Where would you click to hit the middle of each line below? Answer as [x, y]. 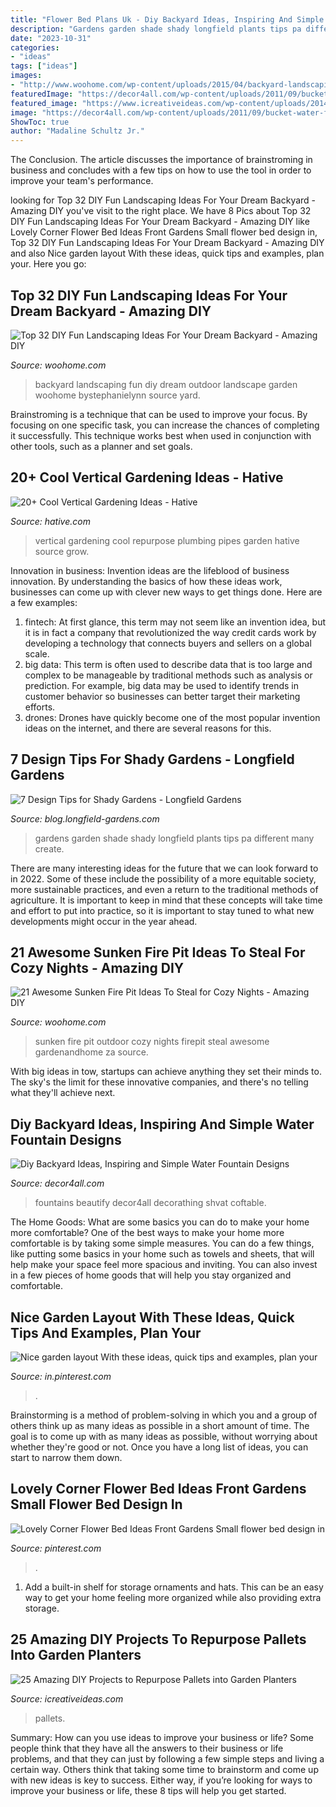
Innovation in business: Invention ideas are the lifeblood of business [150, 570]
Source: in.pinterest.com [61, 1376]
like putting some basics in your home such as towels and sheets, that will [162, 1254]
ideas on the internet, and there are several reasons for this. [148, 728]
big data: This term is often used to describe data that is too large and [168, 664]
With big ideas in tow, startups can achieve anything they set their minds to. [166, 1072]
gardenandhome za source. [91, 1052]
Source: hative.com [50, 521]
